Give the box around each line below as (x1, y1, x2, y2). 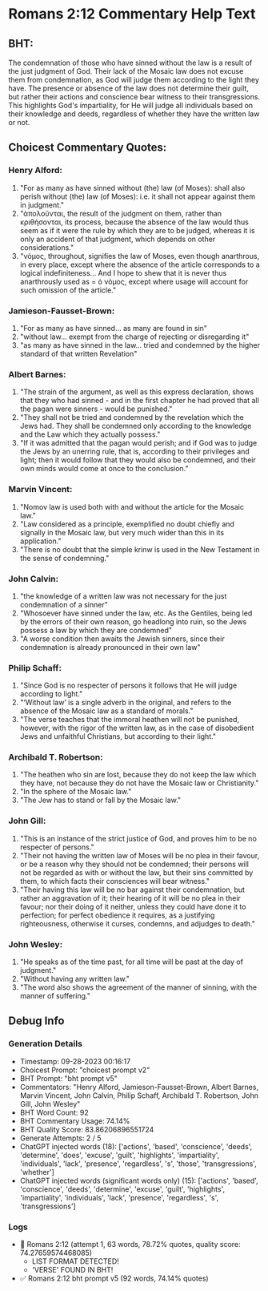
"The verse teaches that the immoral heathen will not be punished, (19, 715, 240, 724)
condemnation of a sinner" (19, 599, 108, 609)
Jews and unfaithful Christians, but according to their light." (19, 732, 217, 741)
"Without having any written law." (19, 974, 130, 984)
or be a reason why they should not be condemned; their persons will (19, 859, 250, 869)
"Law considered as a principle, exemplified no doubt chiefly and (19, 518, 234, 529)
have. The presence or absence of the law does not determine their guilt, (8, 83, 250, 93)
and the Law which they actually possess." (19, 430, 161, 439)
